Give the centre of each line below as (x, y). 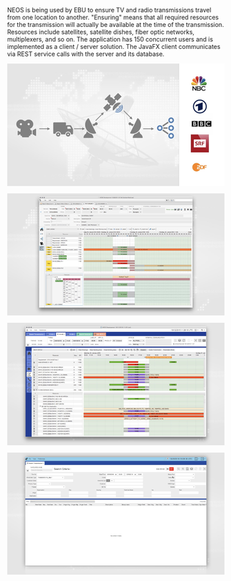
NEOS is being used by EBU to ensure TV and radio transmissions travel (109, 10)
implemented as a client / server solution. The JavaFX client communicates (114, 47)
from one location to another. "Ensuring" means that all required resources (113, 17)
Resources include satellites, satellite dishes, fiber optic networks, (101, 32)
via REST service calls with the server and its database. (86, 54)
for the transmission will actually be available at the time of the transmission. (115, 24)
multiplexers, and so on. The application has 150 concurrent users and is (110, 39)
